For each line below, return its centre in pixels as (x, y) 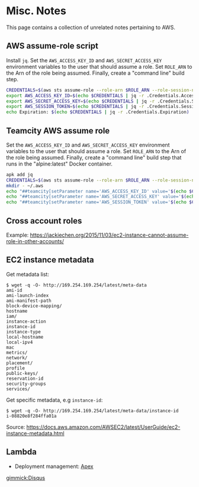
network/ (17, 358)
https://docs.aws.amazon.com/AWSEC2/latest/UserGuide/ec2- (103, 427)
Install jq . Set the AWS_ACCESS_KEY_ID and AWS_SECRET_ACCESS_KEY (84, 60)
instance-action (26, 322)
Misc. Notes (36, 11)
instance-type (24, 332)
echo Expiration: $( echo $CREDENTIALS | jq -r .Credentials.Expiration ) (98, 112)
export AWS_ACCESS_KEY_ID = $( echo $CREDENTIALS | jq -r (75, 96)
